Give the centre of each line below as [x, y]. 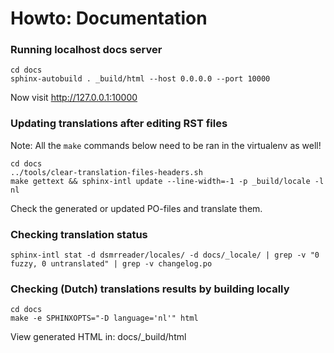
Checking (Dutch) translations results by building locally [150, 289]
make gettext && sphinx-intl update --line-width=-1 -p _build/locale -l [167, 181]
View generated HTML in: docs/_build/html [98, 337]
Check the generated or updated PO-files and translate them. [136, 208]
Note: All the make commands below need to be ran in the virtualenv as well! [166, 145]
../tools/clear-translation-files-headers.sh [106, 172]
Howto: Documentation [109, 18]
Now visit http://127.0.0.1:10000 [74, 98]
